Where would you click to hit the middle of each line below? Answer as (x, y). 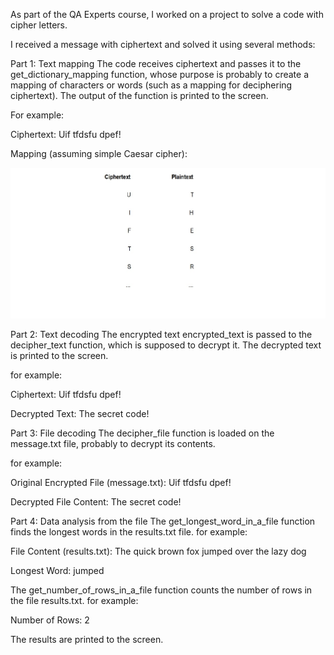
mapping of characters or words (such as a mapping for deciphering (151, 85)
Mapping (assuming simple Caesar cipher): (99, 153)
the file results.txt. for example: (74, 600)
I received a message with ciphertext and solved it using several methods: (163, 44)
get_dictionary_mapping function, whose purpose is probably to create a (159, 74)
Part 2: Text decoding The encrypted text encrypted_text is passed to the (161, 334)
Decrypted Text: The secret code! (80, 413)
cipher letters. (39, 25)
